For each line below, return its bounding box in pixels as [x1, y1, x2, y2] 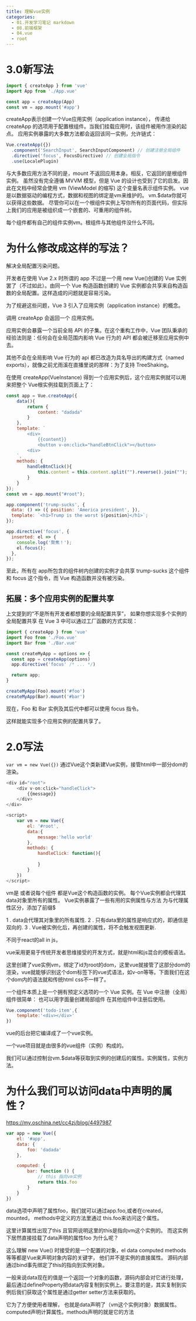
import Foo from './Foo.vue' [6, 635, 77, 641]
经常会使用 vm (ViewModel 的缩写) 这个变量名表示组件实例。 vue [31, 184, 189, 191]
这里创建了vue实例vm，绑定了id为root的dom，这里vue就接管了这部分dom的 [6, 961, 191, 968]
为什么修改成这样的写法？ [6, 242, 130, 255]
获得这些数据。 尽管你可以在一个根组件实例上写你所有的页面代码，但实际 [11, 199, 188, 206]
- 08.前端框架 [11, 25, 42, 31]
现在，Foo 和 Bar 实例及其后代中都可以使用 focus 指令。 [6, 705, 142, 712]
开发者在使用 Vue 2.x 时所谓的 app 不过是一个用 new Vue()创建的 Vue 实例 [6, 274, 187, 282]
